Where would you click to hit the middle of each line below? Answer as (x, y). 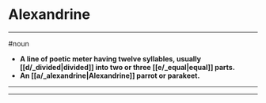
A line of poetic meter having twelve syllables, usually (110, 59)
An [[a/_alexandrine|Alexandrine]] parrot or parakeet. (110, 75)
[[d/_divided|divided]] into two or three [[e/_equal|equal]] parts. (127, 67)
